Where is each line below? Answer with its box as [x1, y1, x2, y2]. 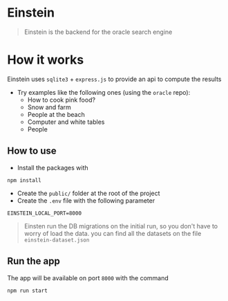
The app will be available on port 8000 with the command [7, 273, 169, 282]
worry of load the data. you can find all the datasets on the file [23, 229, 202, 237]
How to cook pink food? [27, 95, 95, 104]
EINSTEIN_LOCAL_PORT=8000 [7, 210, 82, 217]
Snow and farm [27, 102, 71, 111]
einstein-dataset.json [23, 237, 90, 244]
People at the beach [27, 110, 85, 118]
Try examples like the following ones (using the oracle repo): [17, 88, 191, 96]
